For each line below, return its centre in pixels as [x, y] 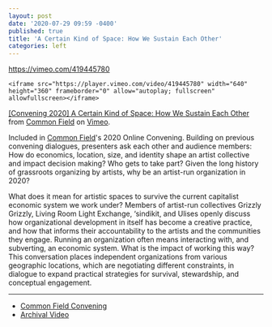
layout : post [30, 16]
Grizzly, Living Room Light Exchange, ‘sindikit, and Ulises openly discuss [130, 214]
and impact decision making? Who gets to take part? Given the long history [134, 164]
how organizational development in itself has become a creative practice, [130, 222]
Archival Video [45, 315]
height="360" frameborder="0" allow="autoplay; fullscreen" [112, 91]
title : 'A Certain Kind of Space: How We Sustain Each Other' [115, 39]
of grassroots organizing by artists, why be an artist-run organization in [127, 172]
